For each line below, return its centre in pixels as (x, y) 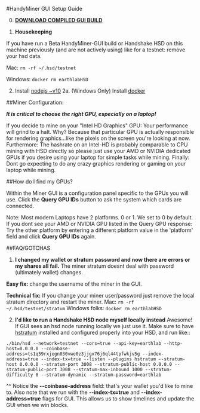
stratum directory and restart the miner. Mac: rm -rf (70, 302)
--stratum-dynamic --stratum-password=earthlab (101, 375)
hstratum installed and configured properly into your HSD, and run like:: (102, 332)
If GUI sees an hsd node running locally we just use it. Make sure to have (104, 326)
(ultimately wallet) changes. (49, 272)
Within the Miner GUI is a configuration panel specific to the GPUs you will (98, 193)
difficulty (20, 375)
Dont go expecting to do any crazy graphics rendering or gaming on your (96, 163)
